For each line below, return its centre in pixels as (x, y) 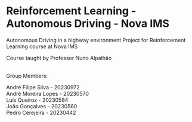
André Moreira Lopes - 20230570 (48, 93)
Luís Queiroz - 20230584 (37, 100)
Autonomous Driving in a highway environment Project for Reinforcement (96, 40)
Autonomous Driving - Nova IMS (88, 24)
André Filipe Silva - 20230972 (43, 87)
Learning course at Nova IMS (42, 46)
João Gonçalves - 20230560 (42, 106)
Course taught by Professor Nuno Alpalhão (59, 58)
